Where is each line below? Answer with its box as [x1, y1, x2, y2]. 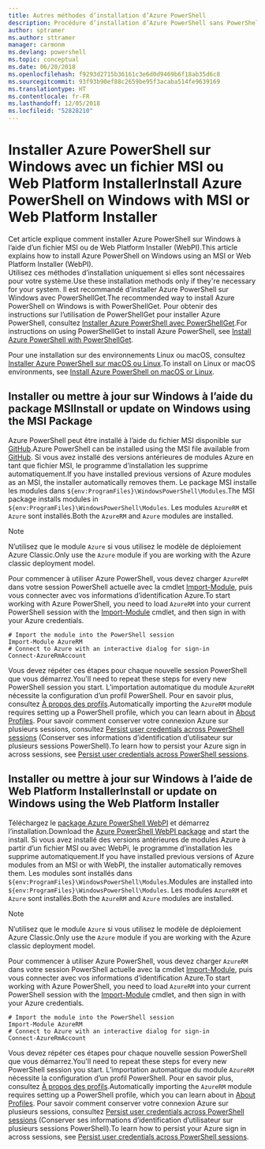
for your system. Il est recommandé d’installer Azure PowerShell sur [8, 284, 229, 294]
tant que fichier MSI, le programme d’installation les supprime [8, 460, 208, 470]
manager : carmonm [8, 41, 65, 49]
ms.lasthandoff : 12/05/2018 [8, 100, 101, 107]
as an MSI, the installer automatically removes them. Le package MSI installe [8, 477, 257, 486]
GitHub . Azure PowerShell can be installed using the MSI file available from [8, 444, 250, 453]
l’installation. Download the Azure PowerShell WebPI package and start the [8, 826, 250, 835]
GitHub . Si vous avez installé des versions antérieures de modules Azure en [8, 452, 254, 462]
